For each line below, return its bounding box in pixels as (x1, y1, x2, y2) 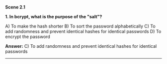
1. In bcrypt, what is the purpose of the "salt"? (5, 14, 102, 19)
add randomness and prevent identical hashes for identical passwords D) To (5, 29, 162, 34)
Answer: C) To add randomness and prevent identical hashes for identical (5, 43, 157, 49)
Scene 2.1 (5, 4, 26, 10)
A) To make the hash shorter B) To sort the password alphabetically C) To (5, 23, 156, 29)
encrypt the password (5, 34, 51, 39)
